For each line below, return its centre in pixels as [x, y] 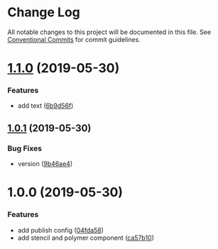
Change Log [44, 12]
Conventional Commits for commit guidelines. [74, 39]
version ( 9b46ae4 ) [45, 164]
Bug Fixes [25, 148]
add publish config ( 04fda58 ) [61, 230]
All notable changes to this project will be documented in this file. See [109, 32]
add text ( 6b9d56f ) [45, 106]
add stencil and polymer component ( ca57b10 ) [86, 238]
